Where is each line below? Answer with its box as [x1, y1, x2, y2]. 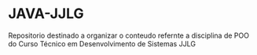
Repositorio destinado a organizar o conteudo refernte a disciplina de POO [8, 31, 250, 40]
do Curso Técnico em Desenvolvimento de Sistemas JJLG [8, 38, 196, 48]
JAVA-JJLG [8, 5, 84, 23]
